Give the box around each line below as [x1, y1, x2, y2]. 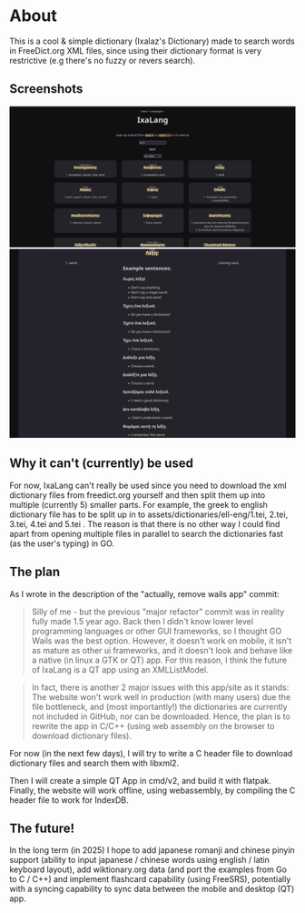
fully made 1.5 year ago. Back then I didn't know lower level [31, 615, 254, 626]
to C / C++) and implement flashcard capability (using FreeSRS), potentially [9, 874, 291, 885]
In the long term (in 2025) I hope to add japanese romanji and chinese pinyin [9, 845, 295, 856]
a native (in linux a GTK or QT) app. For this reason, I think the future [31, 654, 288, 665]
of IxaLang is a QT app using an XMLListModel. [31, 664, 209, 675]
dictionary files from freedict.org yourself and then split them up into [9, 489, 266, 501]
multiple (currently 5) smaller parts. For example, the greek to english [9, 499, 268, 510]
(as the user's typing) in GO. [9, 538, 115, 549]
